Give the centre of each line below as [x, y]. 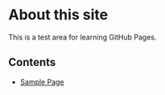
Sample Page [42, 81]
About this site [58, 15]
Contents [32, 62]
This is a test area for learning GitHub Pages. [82, 37]
